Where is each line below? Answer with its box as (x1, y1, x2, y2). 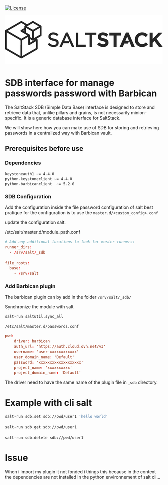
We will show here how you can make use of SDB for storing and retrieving (5, 125, 159, 131)
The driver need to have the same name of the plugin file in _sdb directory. (5, 379, 158, 385)
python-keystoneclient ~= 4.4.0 (5, 176, 72, 181)
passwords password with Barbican (5, 88, 157, 99)
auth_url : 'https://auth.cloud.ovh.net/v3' (14, 344, 106, 349)
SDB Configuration (5, 193, 51, 200)
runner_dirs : (5, 244, 32, 250)
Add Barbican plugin (5, 283, 56, 290)
